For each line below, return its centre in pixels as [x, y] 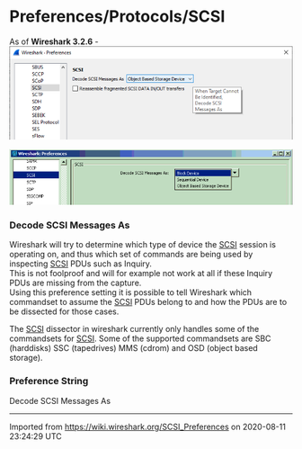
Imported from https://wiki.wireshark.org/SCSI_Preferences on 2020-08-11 [147, 427]
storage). [26, 358]
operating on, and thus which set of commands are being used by [131, 255]
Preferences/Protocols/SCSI [117, 17]
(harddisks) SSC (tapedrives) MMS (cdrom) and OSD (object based [133, 348]
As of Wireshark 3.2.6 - [54, 41]
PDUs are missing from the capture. [75, 283]
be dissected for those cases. [64, 311]
